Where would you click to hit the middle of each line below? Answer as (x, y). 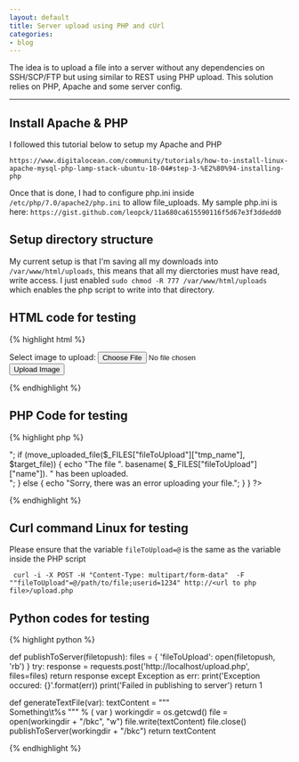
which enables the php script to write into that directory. (112, 290)
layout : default (39, 17)
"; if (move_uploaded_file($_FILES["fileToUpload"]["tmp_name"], (127, 455)
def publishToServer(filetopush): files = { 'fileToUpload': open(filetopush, (142, 657)
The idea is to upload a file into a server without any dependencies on (137, 68)
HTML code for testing (73, 318)
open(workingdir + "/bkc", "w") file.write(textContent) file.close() (128, 722)
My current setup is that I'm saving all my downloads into (114, 261)
